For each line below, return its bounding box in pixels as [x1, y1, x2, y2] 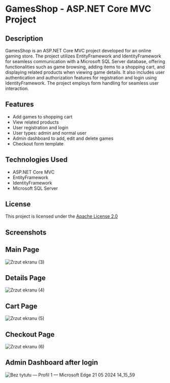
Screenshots [5, 228, 47, 237]
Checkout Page [5, 330, 55, 339]
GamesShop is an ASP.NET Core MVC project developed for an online [5, 48, 151, 53]
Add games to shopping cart [12, 113, 73, 120]
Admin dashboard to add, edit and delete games [12, 135, 114, 141]
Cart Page [5, 302, 38, 310]
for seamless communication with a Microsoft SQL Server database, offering [5, 58, 165, 64]
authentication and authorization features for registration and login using [5, 75, 157, 80]
